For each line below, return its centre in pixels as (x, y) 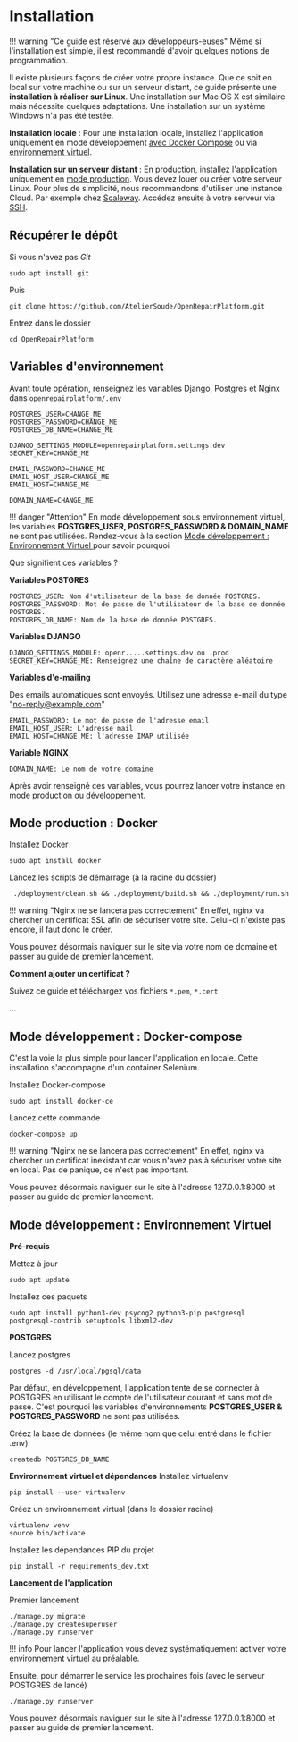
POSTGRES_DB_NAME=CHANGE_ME (62, 430)
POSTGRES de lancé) (48, 1685)
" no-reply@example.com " (57, 704)
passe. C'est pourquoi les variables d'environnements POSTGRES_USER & (146, 1407)
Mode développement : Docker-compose (126, 1036)
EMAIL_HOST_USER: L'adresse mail (71, 728)
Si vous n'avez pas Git (50, 257)
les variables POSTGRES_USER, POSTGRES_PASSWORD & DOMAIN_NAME (149, 526)
